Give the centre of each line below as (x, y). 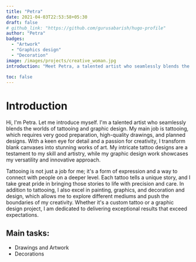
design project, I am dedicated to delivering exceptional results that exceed (97, 209)
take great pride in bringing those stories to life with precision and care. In (95, 184)
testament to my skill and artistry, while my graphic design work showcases (97, 154)
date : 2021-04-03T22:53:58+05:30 (47, 17)
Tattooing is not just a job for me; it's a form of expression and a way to (92, 172)
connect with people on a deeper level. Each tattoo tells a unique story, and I (98, 177)
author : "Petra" (26, 33)
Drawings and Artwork (42, 247)
